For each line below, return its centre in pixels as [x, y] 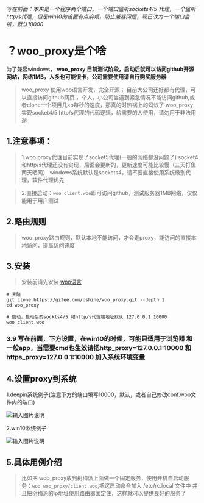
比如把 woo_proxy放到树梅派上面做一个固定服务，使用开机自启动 [102, 478]
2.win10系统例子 [26, 428]
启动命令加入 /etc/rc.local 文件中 [150, 485]
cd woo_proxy [23, 305]
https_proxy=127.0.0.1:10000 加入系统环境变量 [76, 357]
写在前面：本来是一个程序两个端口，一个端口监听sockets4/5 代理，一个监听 [101, 9]
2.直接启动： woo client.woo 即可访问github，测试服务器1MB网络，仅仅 [109, 193]
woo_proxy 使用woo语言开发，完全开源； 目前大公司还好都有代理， [106, 90]
